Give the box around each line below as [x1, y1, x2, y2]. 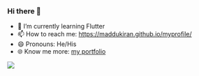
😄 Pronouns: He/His [17, 40, 77, 48]
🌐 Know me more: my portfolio [17, 47, 106, 56]
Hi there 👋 [7, 6, 42, 16]
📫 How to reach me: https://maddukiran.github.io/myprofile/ [17, 30, 192, 38]
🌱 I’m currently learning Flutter [17, 22, 105, 31]
